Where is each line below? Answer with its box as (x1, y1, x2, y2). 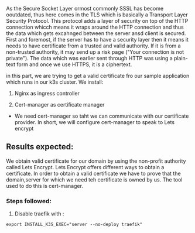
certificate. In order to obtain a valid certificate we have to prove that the (6, 170, 181, 177)
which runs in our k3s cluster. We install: (6, 78, 104, 85)
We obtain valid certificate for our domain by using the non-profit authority (6, 157, 186, 165)
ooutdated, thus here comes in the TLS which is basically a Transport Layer (6, 11, 189, 18)
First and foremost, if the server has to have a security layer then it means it (6, 36, 189, 43)
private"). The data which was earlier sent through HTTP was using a (6, 55, 173, 61)
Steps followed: (6, 197, 52, 205)
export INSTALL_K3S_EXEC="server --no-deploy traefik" (6, 222, 143, 228)
